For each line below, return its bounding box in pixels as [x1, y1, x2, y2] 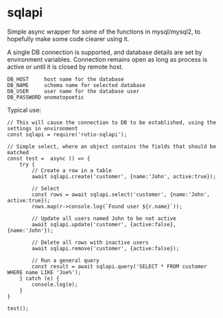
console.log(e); [32, 281, 78, 288]
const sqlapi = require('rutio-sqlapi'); [7, 131, 128, 138]
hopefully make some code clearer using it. [7, 34, 130, 42]
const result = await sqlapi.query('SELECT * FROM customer [32, 262, 207, 270]
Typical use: [7, 106, 42, 114]
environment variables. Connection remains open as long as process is [7, 55, 208, 63]
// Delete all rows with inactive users [32, 238, 149, 246]
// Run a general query [32, 257, 99, 264]
